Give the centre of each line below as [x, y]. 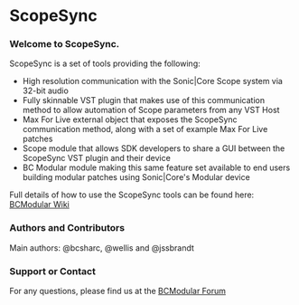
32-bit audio [46, 91]
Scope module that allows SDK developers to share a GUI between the [154, 148]
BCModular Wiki [39, 205]
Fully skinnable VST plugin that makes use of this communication [143, 100]
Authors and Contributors [67, 228]
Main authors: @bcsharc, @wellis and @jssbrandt [102, 248]
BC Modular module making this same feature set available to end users [156, 167]
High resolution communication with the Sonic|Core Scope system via [152, 81]
